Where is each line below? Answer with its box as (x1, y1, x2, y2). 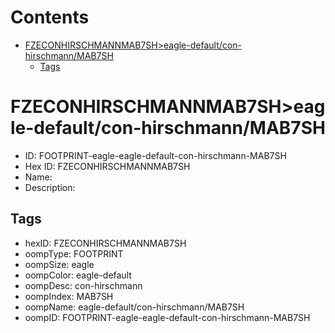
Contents (10, 6, 90, 29)
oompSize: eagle (24, 258, 95, 270)
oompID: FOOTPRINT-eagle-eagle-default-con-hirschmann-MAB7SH (24, 311, 311, 323)
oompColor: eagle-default (24, 269, 132, 281)
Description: (24, 181, 76, 193)
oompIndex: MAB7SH (24, 290, 114, 302)
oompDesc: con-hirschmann (24, 279, 143, 291)
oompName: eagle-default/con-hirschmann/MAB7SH (24, 301, 245, 313)
